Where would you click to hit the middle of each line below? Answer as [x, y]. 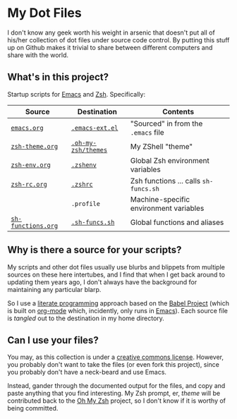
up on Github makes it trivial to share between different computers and [110, 47]
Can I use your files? [53, 340]
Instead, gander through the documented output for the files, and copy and [116, 386]
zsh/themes [89, 150]
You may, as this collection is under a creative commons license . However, [116, 357]
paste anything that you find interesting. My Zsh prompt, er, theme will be [114, 394]
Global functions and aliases [177, 222]
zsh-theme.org [35, 146]
